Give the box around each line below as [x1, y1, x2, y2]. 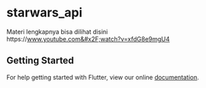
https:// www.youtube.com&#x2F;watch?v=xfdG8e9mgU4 [6, 34, 170, 43]
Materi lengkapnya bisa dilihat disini [6, 27, 108, 36]
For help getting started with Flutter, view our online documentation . [6, 73, 199, 81]
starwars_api [6, 5, 83, 21]
